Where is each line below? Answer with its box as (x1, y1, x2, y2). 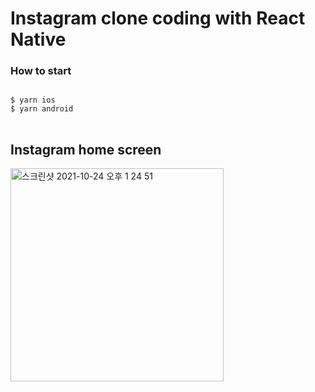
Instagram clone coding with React (10, 7, 306, 30)
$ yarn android (10, 104, 74, 114)
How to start (10, 64, 72, 78)
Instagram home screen (10, 141, 162, 158)
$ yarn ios (10, 95, 56, 106)
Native (10, 28, 67, 51)
